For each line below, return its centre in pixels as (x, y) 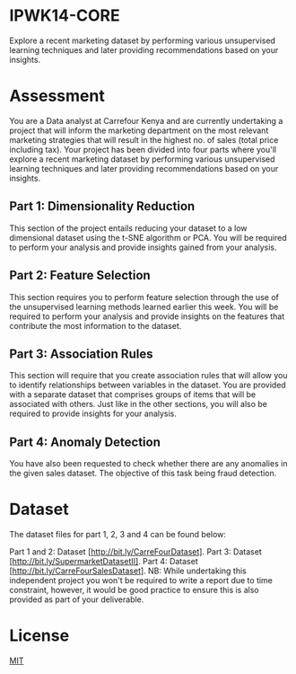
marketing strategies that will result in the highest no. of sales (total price (144, 139)
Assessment (57, 96)
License (39, 636)
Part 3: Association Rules (81, 354)
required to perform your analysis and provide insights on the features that (147, 316)
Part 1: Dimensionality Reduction (102, 206)
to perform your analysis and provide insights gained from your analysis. (143, 247)
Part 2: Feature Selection (80, 275)
